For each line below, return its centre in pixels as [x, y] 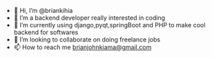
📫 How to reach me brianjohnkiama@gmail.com [83, 47]
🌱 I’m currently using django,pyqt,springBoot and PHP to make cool [109, 25]
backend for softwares [46, 32]
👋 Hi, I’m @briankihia [43, 11]
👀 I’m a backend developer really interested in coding [89, 18]
